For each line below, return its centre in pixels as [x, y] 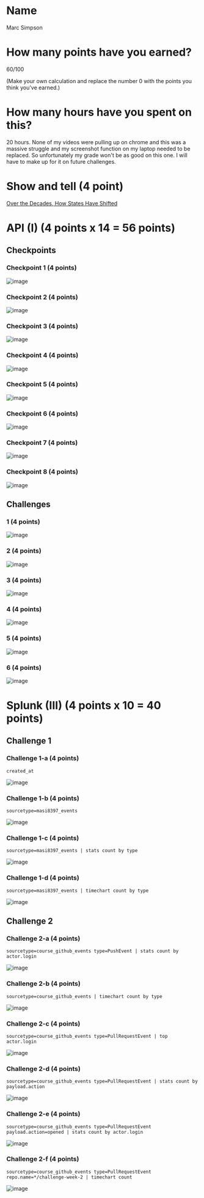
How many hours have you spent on [99, 112]
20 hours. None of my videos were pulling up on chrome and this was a [96, 142]
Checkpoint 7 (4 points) [42, 443]
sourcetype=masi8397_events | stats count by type [72, 851]
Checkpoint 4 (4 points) [42, 355]
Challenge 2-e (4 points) [43, 1114]
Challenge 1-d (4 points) [43, 878]
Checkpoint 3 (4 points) [42, 326]
